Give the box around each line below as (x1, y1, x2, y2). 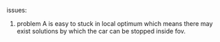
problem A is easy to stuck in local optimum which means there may (16, 20, 214, 27)
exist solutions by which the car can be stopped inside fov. (16, 27, 186, 35)
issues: (6, 6, 27, 14)
